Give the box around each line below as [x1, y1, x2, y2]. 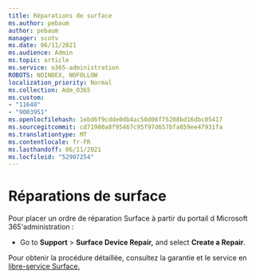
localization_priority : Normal [8, 78, 112, 86]
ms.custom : [8, 93, 45, 101]
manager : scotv [8, 34, 59, 42]
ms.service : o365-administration [8, 64, 120, 72]
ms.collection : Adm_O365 [8, 85, 91, 94]
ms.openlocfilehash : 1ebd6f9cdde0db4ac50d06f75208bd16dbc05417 [8, 116, 223, 124]
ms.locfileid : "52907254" [8, 153, 94, 161]
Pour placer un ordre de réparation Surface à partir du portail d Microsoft [8, 213, 248, 224]
